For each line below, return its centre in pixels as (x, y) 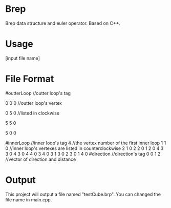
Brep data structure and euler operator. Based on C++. (63, 23)
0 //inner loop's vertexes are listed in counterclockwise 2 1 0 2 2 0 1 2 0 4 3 (84, 148)
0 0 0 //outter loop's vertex (34, 103)
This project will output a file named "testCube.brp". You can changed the (83, 194)
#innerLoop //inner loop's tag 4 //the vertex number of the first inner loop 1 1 (86, 143)
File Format (30, 79)
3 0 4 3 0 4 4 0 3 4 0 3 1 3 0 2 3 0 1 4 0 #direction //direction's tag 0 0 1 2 (83, 154)
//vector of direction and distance (41, 159)
